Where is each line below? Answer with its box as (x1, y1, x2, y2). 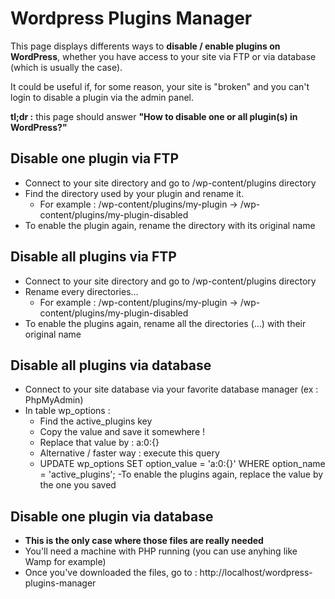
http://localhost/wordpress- (199, 567, 313, 579)
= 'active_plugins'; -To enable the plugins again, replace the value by (39, 468, 324, 481)
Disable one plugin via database (10, 508, 214, 525)
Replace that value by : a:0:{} (39, 437, 160, 449)
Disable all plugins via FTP (10, 248, 177, 266)
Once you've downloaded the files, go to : (24, 567, 198, 579)
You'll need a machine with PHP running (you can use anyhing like (24, 545, 298, 557)
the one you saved (39, 479, 117, 491)
